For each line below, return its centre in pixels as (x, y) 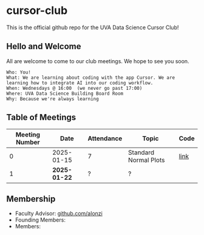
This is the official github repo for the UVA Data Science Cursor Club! (93, 27)
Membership (31, 199)
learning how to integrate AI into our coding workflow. (80, 83)
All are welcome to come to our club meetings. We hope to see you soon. (98, 61)
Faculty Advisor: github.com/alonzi (59, 214)
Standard (141, 152)
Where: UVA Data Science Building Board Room (65, 94)
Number (28, 142)
